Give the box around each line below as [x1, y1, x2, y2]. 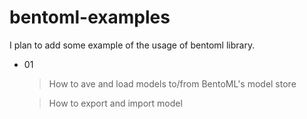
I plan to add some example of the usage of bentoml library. [9, 39, 256, 51]
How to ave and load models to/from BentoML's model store [48, 77, 297, 90]
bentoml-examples [9, 6, 171, 29]
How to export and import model [48, 97, 183, 109]
